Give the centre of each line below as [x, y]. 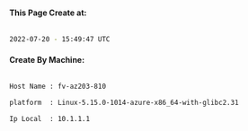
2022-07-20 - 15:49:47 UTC [60, 39]
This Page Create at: [48, 13]
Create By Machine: [47, 59]
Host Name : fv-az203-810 [58, 87]
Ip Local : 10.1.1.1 [50, 119]
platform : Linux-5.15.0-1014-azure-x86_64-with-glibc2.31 [124, 103]
